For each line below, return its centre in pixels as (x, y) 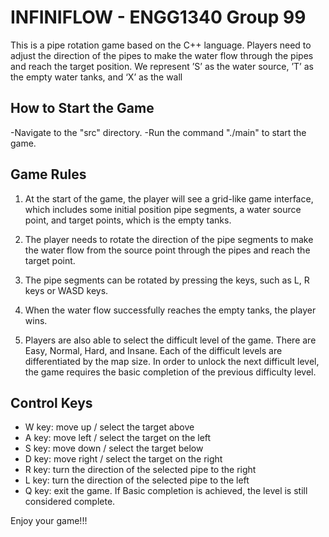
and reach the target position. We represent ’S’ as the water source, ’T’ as (162, 66)
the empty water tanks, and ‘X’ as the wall (96, 77)
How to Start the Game (82, 108)
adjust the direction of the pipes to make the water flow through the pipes (162, 55)
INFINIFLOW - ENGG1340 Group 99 (158, 17)
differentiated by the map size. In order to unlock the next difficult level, (172, 361)
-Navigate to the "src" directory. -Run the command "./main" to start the (158, 132)
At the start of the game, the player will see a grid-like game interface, (169, 198)
